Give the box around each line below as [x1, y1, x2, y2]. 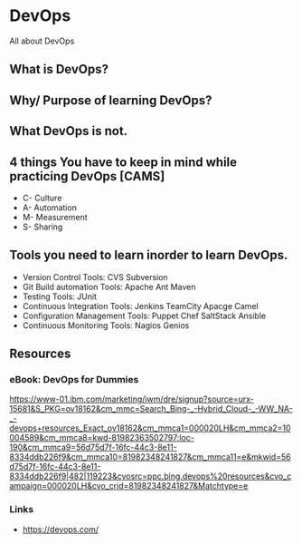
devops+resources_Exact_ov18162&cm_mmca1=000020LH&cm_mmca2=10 [9, 423, 291, 433]
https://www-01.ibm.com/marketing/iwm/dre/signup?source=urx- [9, 393, 255, 404]
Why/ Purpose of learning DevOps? [9, 92, 212, 108]
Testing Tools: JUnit [22, 291, 98, 302]
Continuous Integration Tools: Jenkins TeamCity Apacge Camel [22, 300, 260, 311]
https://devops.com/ [22, 523, 99, 535]
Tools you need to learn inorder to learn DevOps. [9, 248, 288, 263]
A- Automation [22, 201, 77, 213]
